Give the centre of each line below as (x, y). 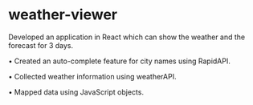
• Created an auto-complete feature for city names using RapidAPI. (119, 61)
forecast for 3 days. (41, 45)
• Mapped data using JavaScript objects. (76, 92)
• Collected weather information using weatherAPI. (92, 76)
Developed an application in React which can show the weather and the (127, 37)
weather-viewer (63, 15)
